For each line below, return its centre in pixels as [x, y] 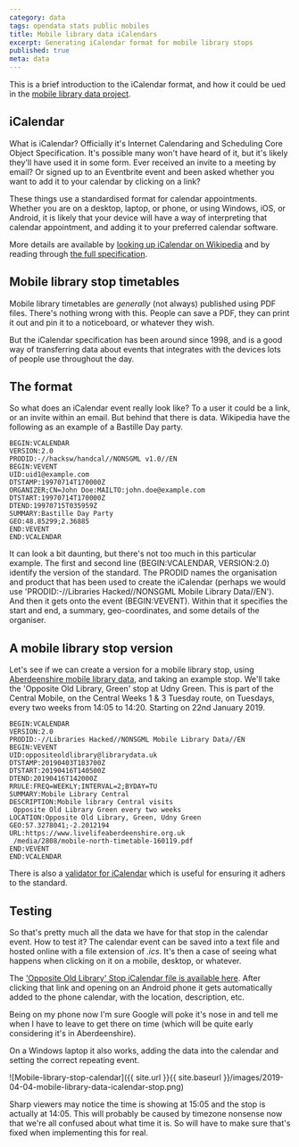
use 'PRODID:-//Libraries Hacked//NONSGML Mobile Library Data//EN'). [142, 592]
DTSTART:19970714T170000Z [57, 498]
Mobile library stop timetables [95, 282]
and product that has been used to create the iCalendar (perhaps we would [148, 582]
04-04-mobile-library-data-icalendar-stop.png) [97, 1087]
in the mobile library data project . [70, 94]
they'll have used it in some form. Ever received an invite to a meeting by [143, 162]
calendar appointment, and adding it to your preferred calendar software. [144, 227]
